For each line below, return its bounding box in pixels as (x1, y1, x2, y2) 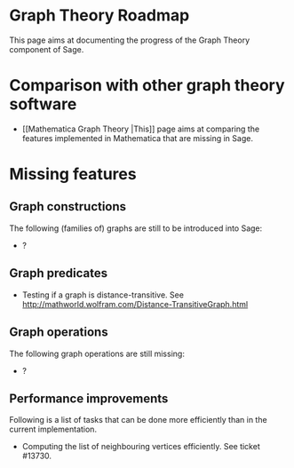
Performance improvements (9, 391, 169, 406)
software (9, 94, 77, 115)
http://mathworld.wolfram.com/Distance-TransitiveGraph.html (21, 298, 249, 309)
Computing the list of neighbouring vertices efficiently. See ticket (21, 441, 260, 452)
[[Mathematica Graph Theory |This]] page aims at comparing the (21, 123, 260, 134)
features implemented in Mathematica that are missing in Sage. (21, 132, 253, 143)
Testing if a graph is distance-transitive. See (21, 290, 185, 300)
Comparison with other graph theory (9, 75, 286, 96)
